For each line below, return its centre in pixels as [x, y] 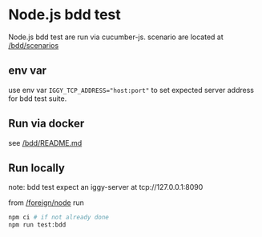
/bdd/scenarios [34, 45]
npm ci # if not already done [59, 218]
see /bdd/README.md [45, 143]
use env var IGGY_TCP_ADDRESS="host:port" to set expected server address [131, 90]
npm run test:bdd [37, 225]
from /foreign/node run [46, 203]
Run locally [37, 168]
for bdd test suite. [38, 98]
